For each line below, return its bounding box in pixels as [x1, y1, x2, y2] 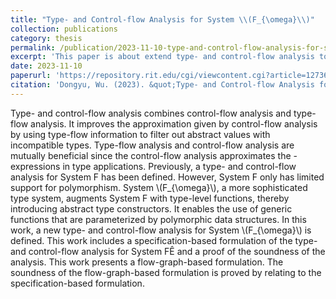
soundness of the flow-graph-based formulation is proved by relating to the [10, 266, 322, 278]
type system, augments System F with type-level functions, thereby [10, 192, 290, 204]
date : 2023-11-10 [10, 61, 83, 71]
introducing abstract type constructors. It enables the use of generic [10, 202, 293, 215]
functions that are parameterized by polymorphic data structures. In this [10, 213, 307, 225]
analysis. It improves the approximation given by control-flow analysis [30, 117, 318, 130]
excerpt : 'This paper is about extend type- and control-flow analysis [10, 52, 315, 62]
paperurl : [10, 71, 52, 81]
